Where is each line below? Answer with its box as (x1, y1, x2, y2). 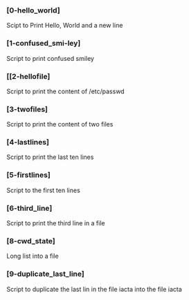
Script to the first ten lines (6, 186, 80, 194)
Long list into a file (6, 252, 60, 261)
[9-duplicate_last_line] (6, 269, 84, 279)
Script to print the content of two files (6, 120, 114, 129)
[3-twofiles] (6, 104, 48, 114)
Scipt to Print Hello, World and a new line (6, 21, 123, 30)
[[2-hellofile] (6, 71, 51, 81)
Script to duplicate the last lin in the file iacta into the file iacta (6, 285, 183, 293)
